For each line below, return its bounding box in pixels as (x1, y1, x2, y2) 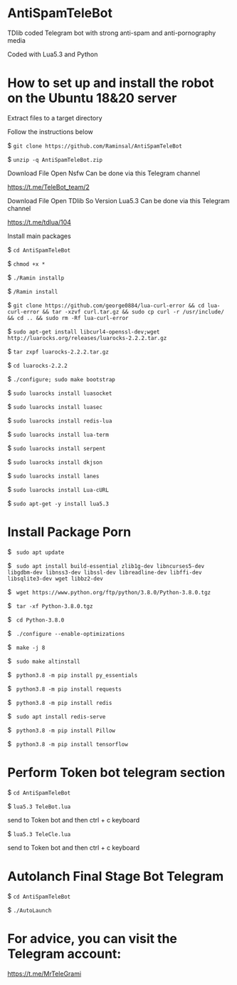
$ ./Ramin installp (7, 273, 65, 282)
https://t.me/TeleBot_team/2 (7, 182, 90, 191)
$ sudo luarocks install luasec (7, 402, 103, 411)
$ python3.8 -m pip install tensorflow (7, 739, 128, 748)
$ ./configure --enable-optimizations (7, 629, 125, 637)
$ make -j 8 (7, 643, 46, 651)
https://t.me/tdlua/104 (7, 217, 71, 226)
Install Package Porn (7, 524, 132, 540)
